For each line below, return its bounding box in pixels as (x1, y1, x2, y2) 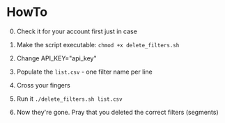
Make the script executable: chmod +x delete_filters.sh (16, 40, 180, 49)
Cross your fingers (16, 81, 70, 89)
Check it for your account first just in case (16, 27, 137, 35)
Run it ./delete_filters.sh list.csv (16, 95, 123, 103)
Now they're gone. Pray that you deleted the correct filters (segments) (16, 108, 219, 116)
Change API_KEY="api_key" (16, 54, 97, 63)
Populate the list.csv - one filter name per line (16, 67, 153, 76)
